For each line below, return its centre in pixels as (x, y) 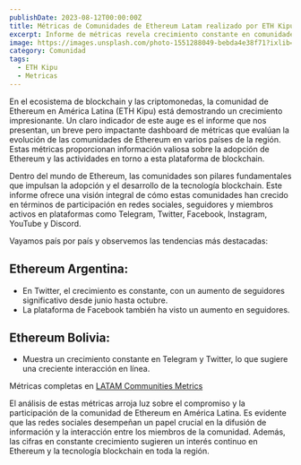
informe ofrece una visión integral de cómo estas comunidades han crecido (149, 194)
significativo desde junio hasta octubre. (95, 300)
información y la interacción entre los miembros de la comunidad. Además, (147, 432)
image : (21, 43)
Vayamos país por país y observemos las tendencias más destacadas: (139, 241)
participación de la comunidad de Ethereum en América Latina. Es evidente (148, 413)
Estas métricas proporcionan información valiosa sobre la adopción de (140, 149)
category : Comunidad (48, 51)
